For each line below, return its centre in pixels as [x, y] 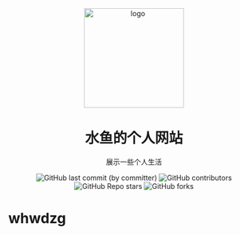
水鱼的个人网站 [134, 138]
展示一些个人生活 [134, 162]
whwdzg [37, 219]
